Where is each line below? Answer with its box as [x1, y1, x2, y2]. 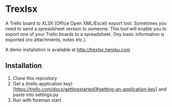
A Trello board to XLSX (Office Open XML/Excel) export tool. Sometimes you [5, 20, 167, 26]
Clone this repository [12, 75, 58, 81]
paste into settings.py [12, 91, 59, 98]
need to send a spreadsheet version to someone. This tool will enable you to [5, 25, 167, 31]
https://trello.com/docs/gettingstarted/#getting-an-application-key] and [14, 86, 167, 92]
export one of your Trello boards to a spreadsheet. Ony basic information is [5, 31, 165, 37]
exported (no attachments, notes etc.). [5, 37, 87, 43]
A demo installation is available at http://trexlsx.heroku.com [5, 46, 131, 52]
